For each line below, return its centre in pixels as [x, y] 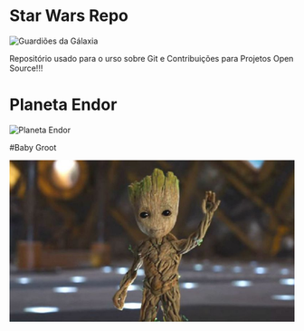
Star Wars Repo [69, 16]
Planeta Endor [63, 105]
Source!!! [26, 68]
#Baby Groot [33, 147]
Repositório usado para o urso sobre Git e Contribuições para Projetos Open [152, 58]
